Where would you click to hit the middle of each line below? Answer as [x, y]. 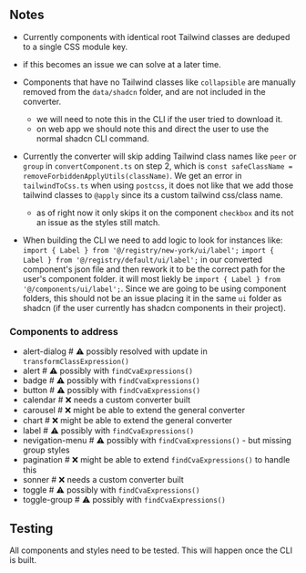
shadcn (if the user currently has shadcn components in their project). [154, 307]
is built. [23, 559]
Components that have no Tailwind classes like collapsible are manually [159, 82]
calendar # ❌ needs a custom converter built [107, 400]
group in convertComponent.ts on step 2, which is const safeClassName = [158, 166]
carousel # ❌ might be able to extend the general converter [134, 411]
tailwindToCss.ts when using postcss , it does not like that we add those [158, 185]
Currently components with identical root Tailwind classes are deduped [156, 36]
